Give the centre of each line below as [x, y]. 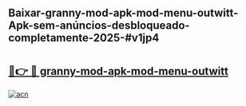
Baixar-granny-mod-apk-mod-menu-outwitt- [123, 13]
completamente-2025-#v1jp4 [84, 38]
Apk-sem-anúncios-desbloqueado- [99, 26]
